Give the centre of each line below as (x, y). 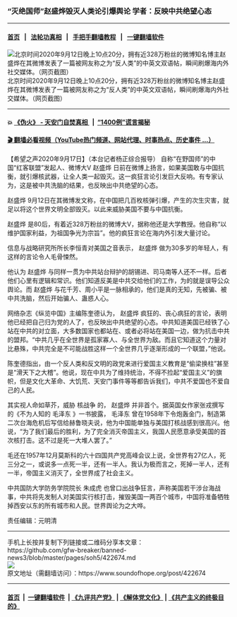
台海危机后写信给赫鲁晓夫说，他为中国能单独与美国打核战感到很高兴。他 (124, 423)
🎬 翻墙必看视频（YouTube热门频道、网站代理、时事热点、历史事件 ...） (111, 140)
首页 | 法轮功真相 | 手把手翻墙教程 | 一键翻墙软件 (86, 37)
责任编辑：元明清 (32, 521)
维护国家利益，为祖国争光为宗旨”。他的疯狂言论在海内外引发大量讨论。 (111, 233)
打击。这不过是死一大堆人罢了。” (66, 441)
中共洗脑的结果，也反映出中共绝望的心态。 (100, 186)
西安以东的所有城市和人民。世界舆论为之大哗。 (81, 505)
